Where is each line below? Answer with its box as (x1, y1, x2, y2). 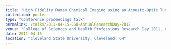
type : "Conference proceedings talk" (5, 17, 85, 22)
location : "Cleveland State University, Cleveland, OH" (5, 36, 126, 41)
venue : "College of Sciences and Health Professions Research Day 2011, (5, 27, 163, 32)
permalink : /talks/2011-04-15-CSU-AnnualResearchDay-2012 (5, 21, 131, 27)
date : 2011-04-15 (5, 31, 42, 36)
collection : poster (5, 12, 47, 17)
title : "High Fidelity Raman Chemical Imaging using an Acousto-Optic (5, 7, 158, 13)
